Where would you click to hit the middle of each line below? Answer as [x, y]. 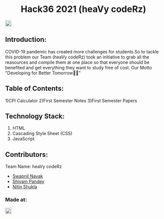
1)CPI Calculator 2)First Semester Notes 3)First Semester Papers [71, 100]
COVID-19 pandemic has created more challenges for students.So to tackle [82, 51]
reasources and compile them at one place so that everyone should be [78, 62]
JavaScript [23, 139]
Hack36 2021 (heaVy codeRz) [83, 9]
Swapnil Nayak [28, 176]
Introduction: [26, 40]
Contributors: [27, 154]
